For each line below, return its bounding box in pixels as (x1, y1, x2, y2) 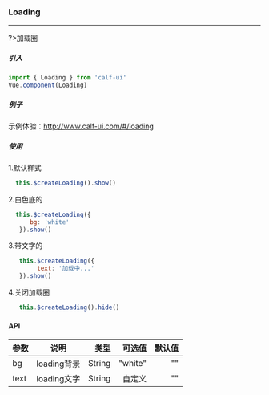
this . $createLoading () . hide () (18, 303, 120, 312)
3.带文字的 (8, 241, 43, 250)
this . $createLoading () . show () (15, 179, 116, 187)
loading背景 (36, 358, 81, 369)
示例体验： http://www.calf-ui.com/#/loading (8, 121, 155, 131)
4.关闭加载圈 (8, 287, 50, 297)
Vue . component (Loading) (8, 81, 88, 90)
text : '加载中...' (37, 264, 94, 273)
